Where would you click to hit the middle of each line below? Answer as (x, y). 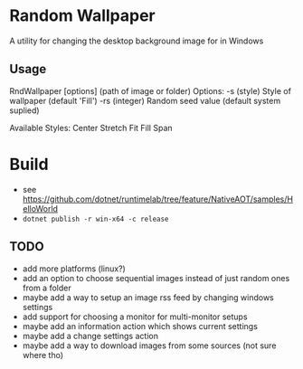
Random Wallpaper (82, 16)
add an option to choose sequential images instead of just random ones (156, 278)
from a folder (47, 288)
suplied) (24, 110)
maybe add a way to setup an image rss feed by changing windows (148, 297)
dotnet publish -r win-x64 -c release (95, 219)
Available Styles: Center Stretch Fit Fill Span (91, 128)
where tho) (43, 355)
